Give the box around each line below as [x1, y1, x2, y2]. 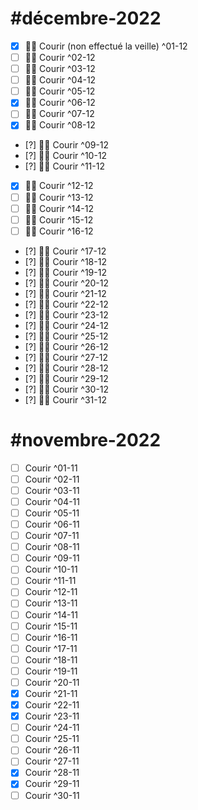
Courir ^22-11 [24, 699, 80, 711]
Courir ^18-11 [24, 653, 78, 666]
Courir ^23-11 [24, 710, 80, 722]
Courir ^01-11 [24, 462, 78, 474]
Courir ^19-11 [24, 665, 78, 677]
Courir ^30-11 [24, 789, 80, 801]
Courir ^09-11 [24, 552, 80, 564]
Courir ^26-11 [24, 744, 80, 756]
